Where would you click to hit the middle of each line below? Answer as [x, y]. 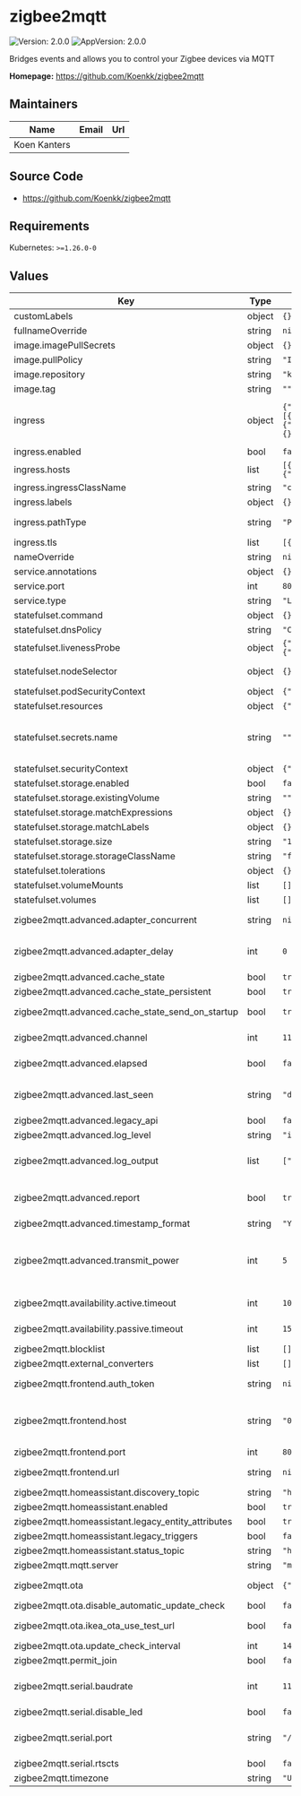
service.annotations [56, 572]
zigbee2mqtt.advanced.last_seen [84, 1095]
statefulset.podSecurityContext [80, 692]
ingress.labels [43, 502]
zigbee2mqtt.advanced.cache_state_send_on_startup [126, 1012]
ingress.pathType [50, 522]
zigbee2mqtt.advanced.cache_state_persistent [113, 992]
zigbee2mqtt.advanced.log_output [86, 1161]
